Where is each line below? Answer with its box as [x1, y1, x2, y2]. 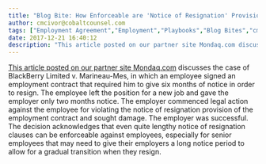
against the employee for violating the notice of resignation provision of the [8, 105, 253, 115]
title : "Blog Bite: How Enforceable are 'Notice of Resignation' [8, 11, 228, 20]
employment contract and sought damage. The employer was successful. [8, 113, 249, 123]
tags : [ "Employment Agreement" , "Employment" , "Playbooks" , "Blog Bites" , [8, 26, 249, 34]
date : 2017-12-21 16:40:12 [8, 33, 97, 42]
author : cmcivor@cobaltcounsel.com [8, 19, 126, 27]
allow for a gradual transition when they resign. [8, 147, 161, 157]
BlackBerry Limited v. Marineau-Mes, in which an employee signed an [8, 71, 236, 81]
